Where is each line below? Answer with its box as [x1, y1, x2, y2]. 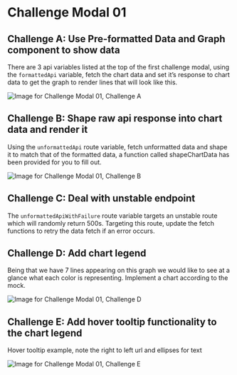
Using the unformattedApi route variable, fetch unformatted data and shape [7, 142, 228, 151]
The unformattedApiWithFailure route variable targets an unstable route [7, 211, 218, 220]
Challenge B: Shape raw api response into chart [7, 112, 223, 125]
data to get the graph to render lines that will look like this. [7, 78, 178, 86]
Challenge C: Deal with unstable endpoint [7, 192, 196, 204]
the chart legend [7, 326, 83, 339]
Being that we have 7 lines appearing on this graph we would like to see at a [7, 266, 230, 275]
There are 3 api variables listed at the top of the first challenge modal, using [7, 63, 230, 71]
